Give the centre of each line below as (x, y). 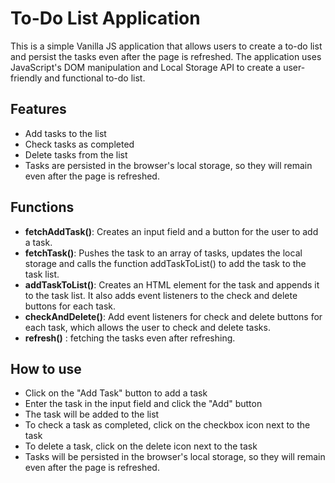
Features (38, 109)
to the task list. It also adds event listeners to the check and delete (161, 295)
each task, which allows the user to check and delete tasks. (147, 327)
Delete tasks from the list (76, 154)
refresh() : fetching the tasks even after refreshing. (130, 338)
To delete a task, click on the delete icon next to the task (141, 446)
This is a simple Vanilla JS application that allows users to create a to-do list (166, 46)
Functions (42, 207)
